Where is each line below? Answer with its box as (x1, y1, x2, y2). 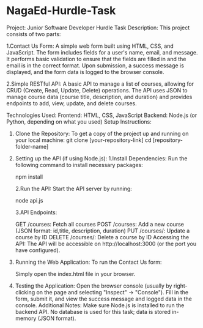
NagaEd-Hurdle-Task (6, 4, 116, 18)
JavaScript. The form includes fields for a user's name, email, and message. (6, 48, 198, 56)
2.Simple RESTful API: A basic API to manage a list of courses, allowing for (6, 80, 194, 88)
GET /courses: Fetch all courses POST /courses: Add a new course (15, 220, 185, 228)
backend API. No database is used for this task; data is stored (15, 308, 171, 315)
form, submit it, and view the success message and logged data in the (15, 295, 193, 302)
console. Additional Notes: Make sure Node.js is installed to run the (15, 301, 185, 309)
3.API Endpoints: (15, 209, 57, 216)
